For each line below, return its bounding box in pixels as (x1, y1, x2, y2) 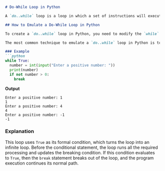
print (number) (9, 67, 38, 72)
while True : (5, 58, 29, 64)
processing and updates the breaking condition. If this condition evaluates (5, 149, 155, 155)
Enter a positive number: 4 (5, 103, 63, 108)
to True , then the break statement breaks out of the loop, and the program (5, 155, 154, 161)
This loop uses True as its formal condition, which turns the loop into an (5, 139, 150, 145)
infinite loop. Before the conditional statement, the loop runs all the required (5, 144, 158, 150)
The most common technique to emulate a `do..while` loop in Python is (5, 40, 155, 45)
